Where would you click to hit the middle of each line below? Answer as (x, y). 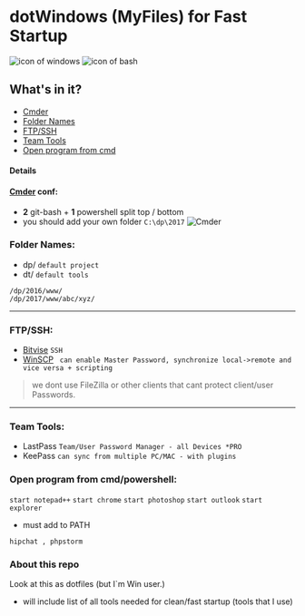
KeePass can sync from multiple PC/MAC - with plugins (129, 456)
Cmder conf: (34, 191)
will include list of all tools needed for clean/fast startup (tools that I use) (157, 601)
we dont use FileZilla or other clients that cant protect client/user (152, 385)
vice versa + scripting (68, 368)
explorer (26, 508)
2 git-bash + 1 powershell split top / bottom (103, 211)
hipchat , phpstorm (46, 542)
